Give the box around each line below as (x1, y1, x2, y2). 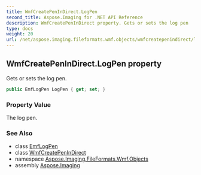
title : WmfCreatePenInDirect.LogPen (6, 8, 98, 15)
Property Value (6, 100, 51, 108)
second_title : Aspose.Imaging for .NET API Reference (6, 14, 144, 20)
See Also (6, 129, 33, 137)
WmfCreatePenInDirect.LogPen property (6, 59, 162, 69)
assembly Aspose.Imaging (14, 162, 81, 169)
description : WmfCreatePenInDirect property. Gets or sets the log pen (6, 20, 188, 26)
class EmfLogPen (14, 143, 58, 150)
